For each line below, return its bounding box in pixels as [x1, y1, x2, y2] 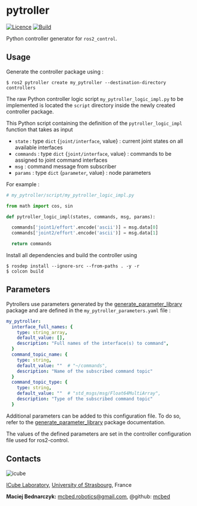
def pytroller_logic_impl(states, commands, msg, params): [6, 214, 156, 220]
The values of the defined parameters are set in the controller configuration [6, 430, 192, 437]
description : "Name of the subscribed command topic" [17, 368, 153, 374]
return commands [11, 241, 52, 247]
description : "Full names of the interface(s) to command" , [17, 341, 169, 347]
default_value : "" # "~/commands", [17, 362, 108, 369]
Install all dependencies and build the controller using [6, 252, 137, 258]
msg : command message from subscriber [14, 162, 117, 170]
